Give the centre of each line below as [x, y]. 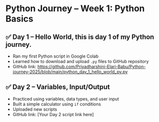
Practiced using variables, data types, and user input [66, 99]
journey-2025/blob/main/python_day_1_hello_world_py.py [70, 72]
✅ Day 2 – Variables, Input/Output [58, 87]
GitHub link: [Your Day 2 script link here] [53, 114]
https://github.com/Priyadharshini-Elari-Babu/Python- [91, 67]
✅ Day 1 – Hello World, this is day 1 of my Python [80, 37]
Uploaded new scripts [35, 109]
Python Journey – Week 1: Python [75, 9]
